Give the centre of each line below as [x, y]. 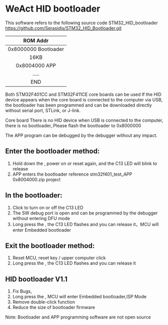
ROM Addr [36, 40]
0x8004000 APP [36, 65]
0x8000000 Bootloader [36, 49]
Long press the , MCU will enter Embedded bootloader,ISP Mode [79, 297]
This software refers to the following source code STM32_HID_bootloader [82, 23]
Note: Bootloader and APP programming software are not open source [78, 317]
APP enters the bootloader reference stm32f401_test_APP [72, 174]
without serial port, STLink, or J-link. [43, 110]
